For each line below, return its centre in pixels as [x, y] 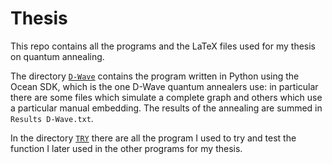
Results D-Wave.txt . [52, 118]
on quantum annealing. [57, 56]
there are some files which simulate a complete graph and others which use [166, 97]
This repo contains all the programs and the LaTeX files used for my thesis [163, 46]
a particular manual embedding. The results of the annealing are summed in [166, 108]
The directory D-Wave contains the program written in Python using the [155, 76]
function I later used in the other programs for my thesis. [126, 148]
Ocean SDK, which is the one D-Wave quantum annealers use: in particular [164, 86]
